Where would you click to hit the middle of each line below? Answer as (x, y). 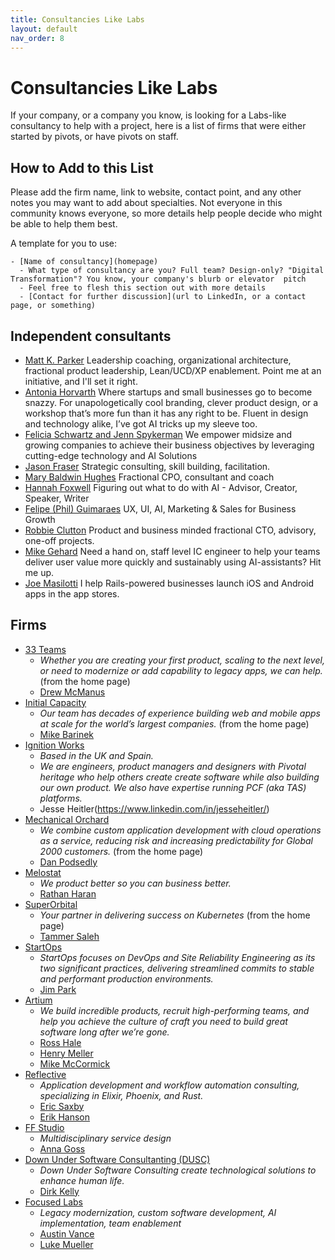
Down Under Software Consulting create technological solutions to (178, 1170)
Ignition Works (54, 745)
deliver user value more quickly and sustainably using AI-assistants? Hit (173, 562)
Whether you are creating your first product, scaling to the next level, (182, 660)
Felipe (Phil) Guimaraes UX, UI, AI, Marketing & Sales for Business (160, 508)
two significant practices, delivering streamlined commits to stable (177, 968)
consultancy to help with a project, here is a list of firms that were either (158, 126)
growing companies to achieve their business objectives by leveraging (169, 445)
